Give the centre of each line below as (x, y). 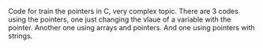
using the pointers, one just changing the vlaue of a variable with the (120, 19)
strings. (21, 36)
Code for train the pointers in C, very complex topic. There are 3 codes (124, 11)
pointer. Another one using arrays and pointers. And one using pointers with (131, 27)
